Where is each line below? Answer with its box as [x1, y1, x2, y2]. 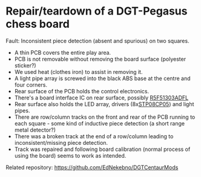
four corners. [14, 81, 48, 88]
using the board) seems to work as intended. [14, 152, 127, 159]
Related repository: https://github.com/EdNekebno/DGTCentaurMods [5, 164, 179, 171]
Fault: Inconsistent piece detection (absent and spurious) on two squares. [5, 37, 189, 44]
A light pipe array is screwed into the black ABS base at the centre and [14, 75, 191, 82]
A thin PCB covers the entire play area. [14, 48, 111, 56]
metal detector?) [14, 126, 56, 133]
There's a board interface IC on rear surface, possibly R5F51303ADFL [14, 94, 189, 101]
